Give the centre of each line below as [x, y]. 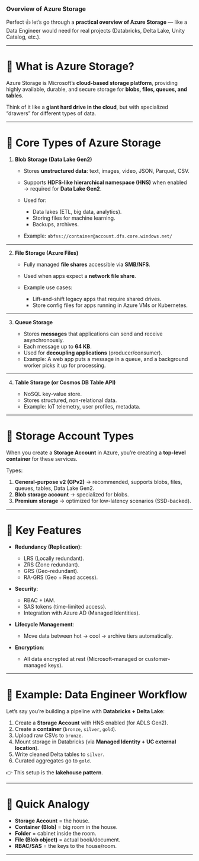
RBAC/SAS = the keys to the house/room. [66, 846]
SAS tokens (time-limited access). [65, 607]
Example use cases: [48, 287]
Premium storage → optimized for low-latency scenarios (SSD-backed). [103, 501]
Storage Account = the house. [52, 821]
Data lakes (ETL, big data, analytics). [77, 212]
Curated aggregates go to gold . [53, 760]
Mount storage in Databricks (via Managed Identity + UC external [95, 742]
